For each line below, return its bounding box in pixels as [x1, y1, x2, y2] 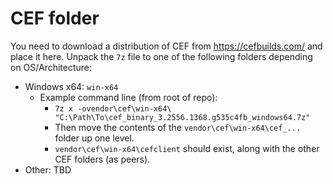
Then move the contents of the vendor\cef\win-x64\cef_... [54, 121, 302, 133]
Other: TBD [24, 163, 72, 176]
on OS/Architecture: [10, 61, 93, 73]
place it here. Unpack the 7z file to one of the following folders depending [10, 50, 313, 62]
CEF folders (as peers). [54, 153, 151, 165]
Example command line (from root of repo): [39, 91, 218, 103]
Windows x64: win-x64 [24, 80, 119, 92]
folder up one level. [54, 132, 135, 144]
